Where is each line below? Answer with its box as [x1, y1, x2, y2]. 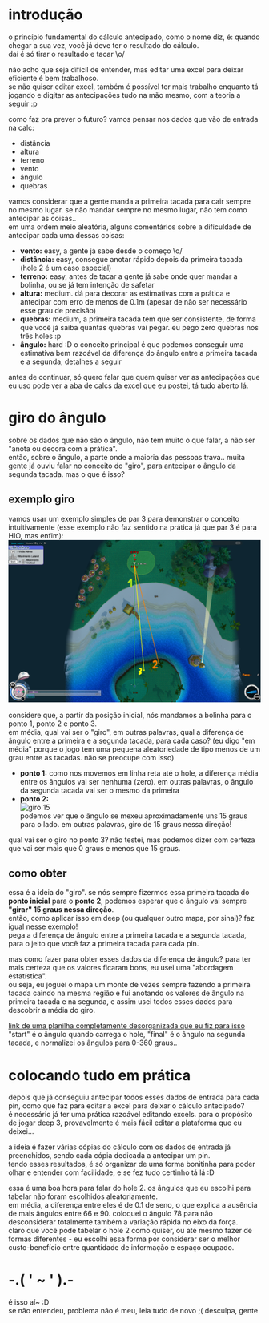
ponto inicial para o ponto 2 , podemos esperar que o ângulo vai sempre [8, 896, 247, 906]
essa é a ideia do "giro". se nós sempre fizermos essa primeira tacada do [8, 888, 250, 897]
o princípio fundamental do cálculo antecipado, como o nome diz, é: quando [8, 32, 260, 42]
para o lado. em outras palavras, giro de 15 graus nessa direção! [19, 819, 232, 829]
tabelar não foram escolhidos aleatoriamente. [8, 1192, 159, 1201]
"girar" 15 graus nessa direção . [8, 905, 114, 914]
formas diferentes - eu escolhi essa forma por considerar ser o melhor [8, 1234, 241, 1244]
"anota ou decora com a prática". [8, 443, 118, 454]
